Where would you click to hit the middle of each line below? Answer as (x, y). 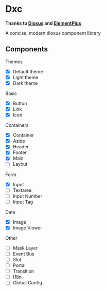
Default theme (28, 71)
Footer (20, 152)
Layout (20, 164)
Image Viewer (27, 228)
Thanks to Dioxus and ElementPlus (43, 23)
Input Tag (23, 202)
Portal (19, 265)
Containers (17, 125)
